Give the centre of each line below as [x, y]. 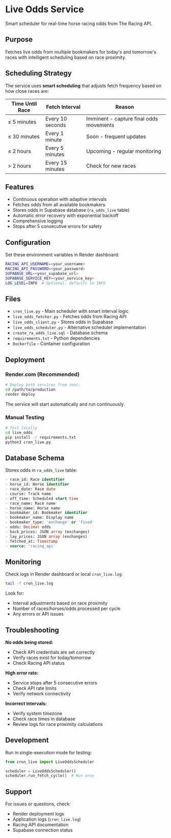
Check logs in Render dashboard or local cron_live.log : [64, 574]
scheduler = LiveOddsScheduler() [41, 771]
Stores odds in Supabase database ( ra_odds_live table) [71, 210]
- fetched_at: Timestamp [32, 541]
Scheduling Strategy [39, 73]
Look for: [15, 593]
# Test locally [21, 428]
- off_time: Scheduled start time [42, 498]
